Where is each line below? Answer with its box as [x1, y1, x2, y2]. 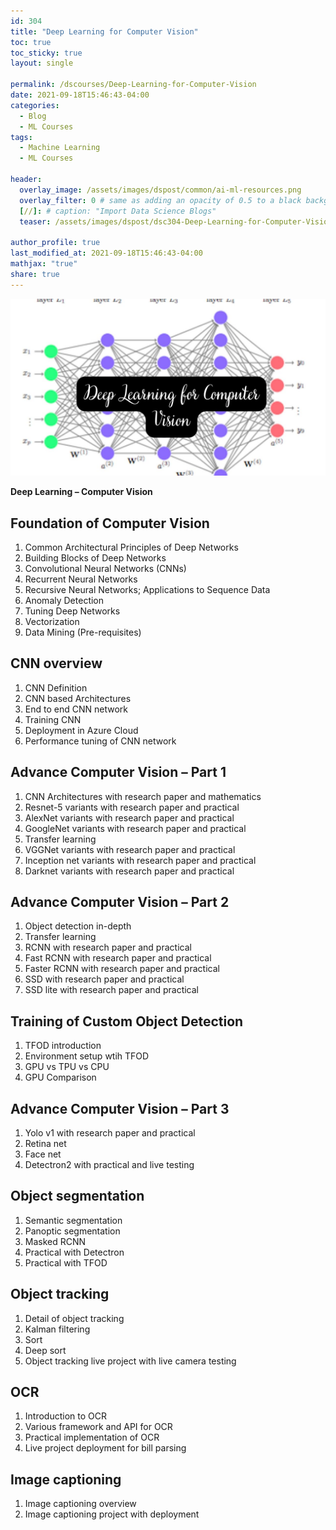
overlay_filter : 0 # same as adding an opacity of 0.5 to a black [19, 195, 302, 205]
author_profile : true [10, 238, 101, 248]
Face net [24, 1148, 62, 1160]
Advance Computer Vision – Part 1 [10, 764, 227, 781]
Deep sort [24, 1344, 67, 1356]
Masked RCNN [24, 1235, 87, 1247]
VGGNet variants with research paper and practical [24, 843, 236, 855]
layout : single [10, 58, 74, 69]
